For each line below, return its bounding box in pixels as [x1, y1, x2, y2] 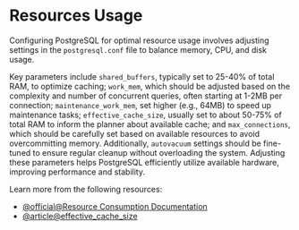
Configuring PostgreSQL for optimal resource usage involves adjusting [9, 35, 270, 46]
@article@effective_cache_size [21, 210, 138, 221]
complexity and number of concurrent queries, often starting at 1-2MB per [9, 90, 283, 101]
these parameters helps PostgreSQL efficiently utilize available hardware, [9, 157, 280, 167]
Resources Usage [9, 5, 143, 26]
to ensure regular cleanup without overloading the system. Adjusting [32, 147, 286, 158]
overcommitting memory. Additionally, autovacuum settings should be [9, 138, 261, 149]
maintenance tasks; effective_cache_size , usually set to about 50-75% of [9, 109, 282, 120]
